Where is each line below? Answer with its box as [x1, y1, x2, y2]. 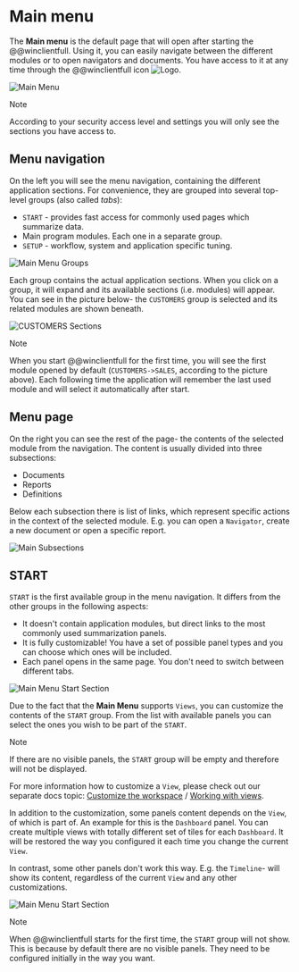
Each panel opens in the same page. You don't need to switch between [21, 657, 284, 667]
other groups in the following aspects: [9, 601, 149, 612]
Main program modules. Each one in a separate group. [21, 230, 223, 241]
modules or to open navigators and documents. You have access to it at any [9, 54, 288, 65]
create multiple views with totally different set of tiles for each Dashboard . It [9, 826, 284, 837]
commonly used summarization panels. [21, 628, 167, 639]
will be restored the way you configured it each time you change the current [9, 836, 288, 847]
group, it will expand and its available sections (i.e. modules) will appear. [9, 284, 275, 295]
